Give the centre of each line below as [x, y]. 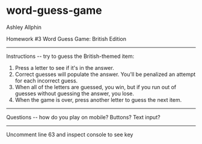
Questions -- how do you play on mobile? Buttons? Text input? [83, 117]
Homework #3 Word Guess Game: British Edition [66, 39]
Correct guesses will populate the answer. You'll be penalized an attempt [105, 74]
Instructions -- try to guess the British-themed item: [70, 56]
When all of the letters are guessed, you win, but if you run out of [96, 87]
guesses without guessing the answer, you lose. [74, 93]
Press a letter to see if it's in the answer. [64, 67]
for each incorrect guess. [46, 80]
